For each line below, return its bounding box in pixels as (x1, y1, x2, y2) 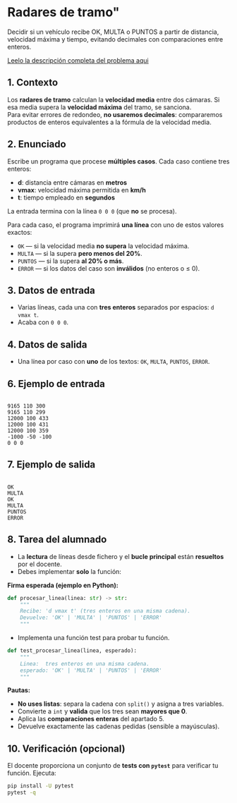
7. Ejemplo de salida (7, 459, 96, 471)
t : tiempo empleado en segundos (17, 193, 115, 202)
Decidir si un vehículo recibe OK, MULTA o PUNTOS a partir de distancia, (7, 27, 219, 36)
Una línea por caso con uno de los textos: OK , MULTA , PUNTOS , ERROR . (17, 357, 210, 366)
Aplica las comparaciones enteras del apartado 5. (17, 715, 164, 723)
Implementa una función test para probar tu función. (17, 634, 170, 642)
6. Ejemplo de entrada (7, 378, 106, 390)
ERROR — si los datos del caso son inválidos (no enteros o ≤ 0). (17, 264, 200, 272)
